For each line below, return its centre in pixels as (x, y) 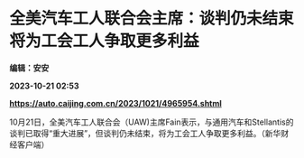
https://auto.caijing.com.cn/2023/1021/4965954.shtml (116, 103)
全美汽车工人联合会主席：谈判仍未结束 (152, 19)
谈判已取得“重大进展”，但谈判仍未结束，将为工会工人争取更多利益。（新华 (145, 133)
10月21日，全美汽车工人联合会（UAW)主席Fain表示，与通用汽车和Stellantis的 (152, 122)
